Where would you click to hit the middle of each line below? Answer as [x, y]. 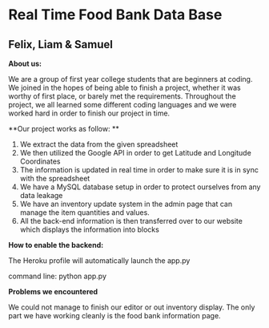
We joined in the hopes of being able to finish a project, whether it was [125, 87]
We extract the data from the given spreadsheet [99, 144]
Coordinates [40, 161]
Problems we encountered [53, 292]
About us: [25, 63]
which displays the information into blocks [90, 229]
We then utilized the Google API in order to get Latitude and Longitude [136, 153]
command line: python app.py [57, 276]
